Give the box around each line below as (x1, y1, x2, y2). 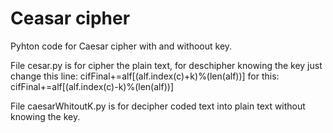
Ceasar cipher (10, 7, 131, 30)
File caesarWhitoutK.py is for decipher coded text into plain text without (10, 100, 306, 112)
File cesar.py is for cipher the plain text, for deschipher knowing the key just (10, 59, 323, 71)
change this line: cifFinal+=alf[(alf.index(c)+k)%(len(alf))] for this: (10, 70, 280, 82)
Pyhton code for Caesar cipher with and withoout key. (10, 40, 233, 52)
